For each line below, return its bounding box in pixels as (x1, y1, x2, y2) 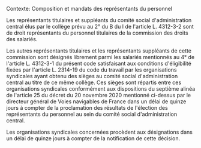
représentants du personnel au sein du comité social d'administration (6, 110, 178, 118)
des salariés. (6, 36, 38, 42)
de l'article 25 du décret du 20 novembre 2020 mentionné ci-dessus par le (6, 92, 191, 98)
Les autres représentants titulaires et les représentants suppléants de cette (6, 47, 192, 54)
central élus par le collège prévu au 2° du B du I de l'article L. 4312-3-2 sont (6, 23, 194, 30)
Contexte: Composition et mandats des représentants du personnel (6, 5, 173, 12)
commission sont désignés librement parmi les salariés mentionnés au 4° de (6, 54, 195, 60)
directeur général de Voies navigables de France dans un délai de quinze (6, 98, 187, 105)
